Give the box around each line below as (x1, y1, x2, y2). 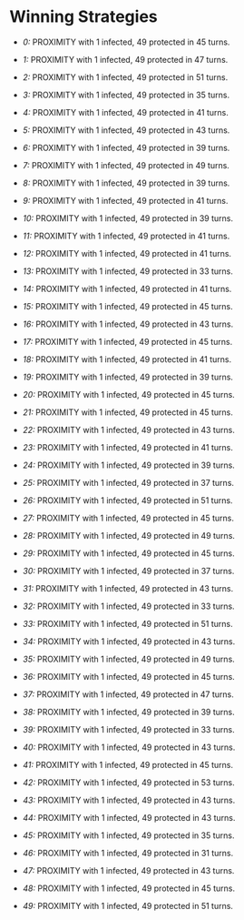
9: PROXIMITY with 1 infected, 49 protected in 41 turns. (22, 195, 229, 206)
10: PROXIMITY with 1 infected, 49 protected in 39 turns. (22, 212, 234, 224)
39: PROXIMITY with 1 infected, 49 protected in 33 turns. (22, 723, 235, 734)
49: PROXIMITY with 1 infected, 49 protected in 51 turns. (22, 900, 234, 911)
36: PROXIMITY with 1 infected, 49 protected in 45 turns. (22, 671, 236, 682)
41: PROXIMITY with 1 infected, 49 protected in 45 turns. (22, 759, 234, 770)
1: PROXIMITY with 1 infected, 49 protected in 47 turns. (22, 54, 229, 65)
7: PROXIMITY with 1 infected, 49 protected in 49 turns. (22, 159, 229, 170)
